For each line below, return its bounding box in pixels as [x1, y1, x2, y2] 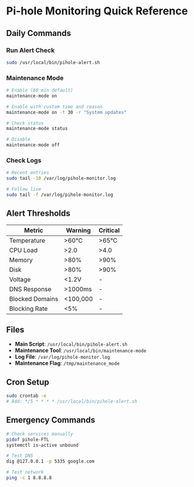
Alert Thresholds [6, 208, 70, 219]
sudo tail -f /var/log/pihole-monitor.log [6, 192, 113, 198]
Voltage [9, 275, 31, 283]
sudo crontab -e [6, 393, 47, 399]
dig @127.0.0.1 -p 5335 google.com [6, 458, 95, 465]
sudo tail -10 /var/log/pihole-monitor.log [6, 176, 116, 182]
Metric [24, 226, 44, 234]
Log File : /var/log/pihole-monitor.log [14, 353, 110, 361]
